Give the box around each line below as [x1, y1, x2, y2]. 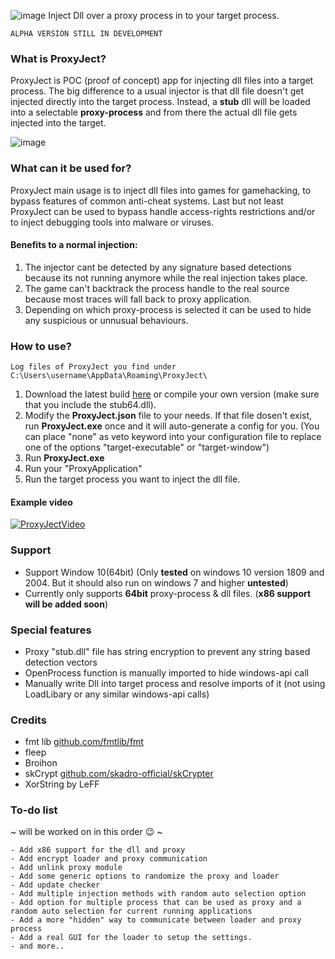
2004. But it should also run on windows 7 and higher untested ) [24, 576, 289, 589]
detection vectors [24, 656, 98, 668]
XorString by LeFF [24, 778, 100, 790]
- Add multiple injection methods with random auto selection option [10, 889, 307, 899]
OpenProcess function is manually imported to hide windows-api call [24, 666, 309, 679]
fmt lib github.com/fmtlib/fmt [24, 736, 144, 748]
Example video [10, 496, 73, 508]
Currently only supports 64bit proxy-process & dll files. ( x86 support [24, 587, 312, 599]
